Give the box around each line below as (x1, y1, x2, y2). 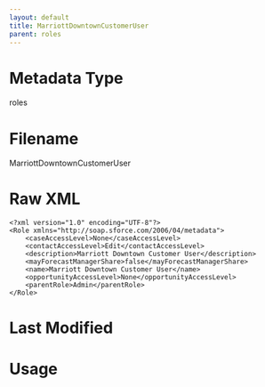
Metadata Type (9, 68, 124, 88)
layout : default (9, 12, 69, 22)
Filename (9, 128, 79, 149)
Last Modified (9, 318, 114, 338)
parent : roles (9, 29, 62, 38)
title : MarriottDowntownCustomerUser (9, 21, 149, 30)
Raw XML (9, 189, 81, 209)
